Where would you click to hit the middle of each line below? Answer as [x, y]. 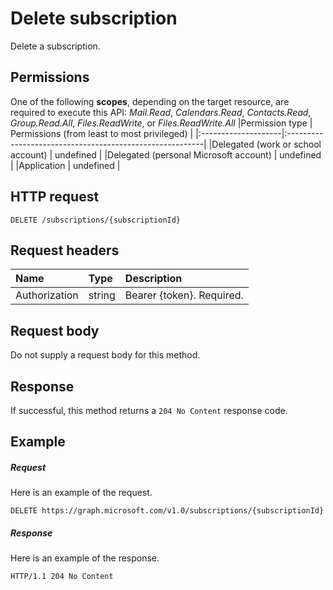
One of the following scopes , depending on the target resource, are [150, 101]
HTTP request [55, 197]
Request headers [65, 250]
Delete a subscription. [55, 46]
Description [153, 279]
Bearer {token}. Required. [184, 295]
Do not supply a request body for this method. [105, 355]
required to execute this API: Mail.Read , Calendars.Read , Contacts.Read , [161, 112]
